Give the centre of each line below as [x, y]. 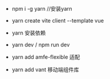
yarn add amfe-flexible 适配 [46, 57]
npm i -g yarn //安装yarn [42, 9]
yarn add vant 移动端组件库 [45, 69]
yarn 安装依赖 [29, 33]
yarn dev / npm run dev [41, 45]
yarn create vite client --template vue [58, 20]
